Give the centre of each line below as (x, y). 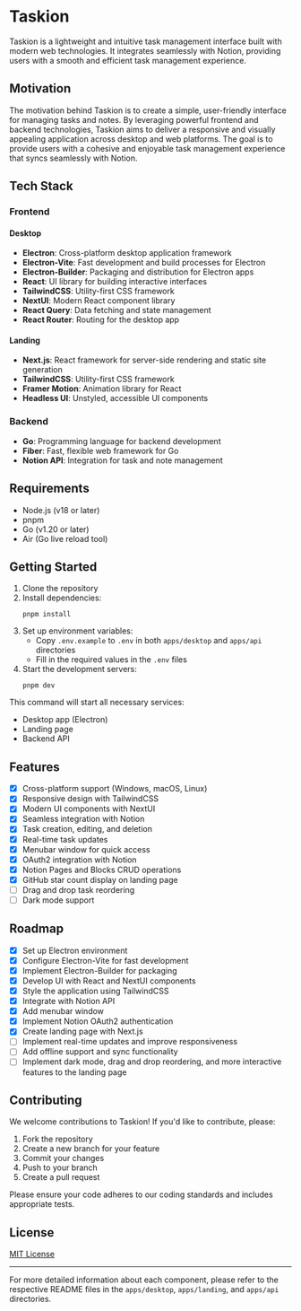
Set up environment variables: (77, 631)
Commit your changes (63, 1158)
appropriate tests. (42, 1204)
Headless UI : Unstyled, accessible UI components (115, 398)
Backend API (46, 739)
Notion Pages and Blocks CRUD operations (102, 870)
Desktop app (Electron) (65, 720)
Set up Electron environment (75, 950)
